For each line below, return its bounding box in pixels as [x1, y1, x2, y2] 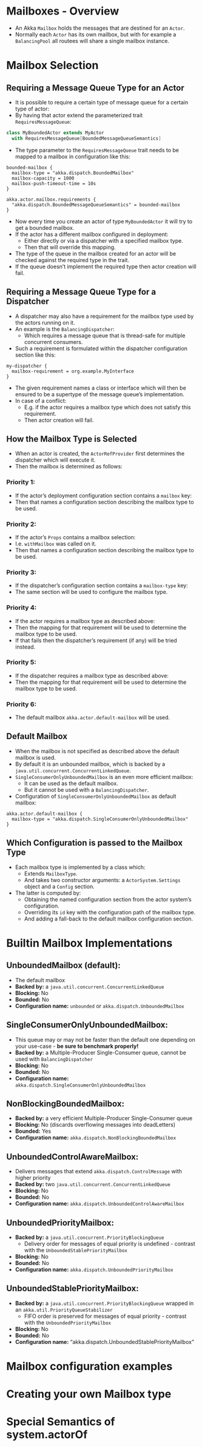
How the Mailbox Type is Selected [6, 434, 137, 444]
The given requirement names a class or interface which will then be [15, 384, 186, 391]
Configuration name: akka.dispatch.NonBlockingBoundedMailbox [15, 1134, 177, 1141]
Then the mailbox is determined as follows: [15, 463, 123, 470]
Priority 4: [6, 604, 37, 612]
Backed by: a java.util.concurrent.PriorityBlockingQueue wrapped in [15, 1300, 194, 1307]
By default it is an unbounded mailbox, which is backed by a [15, 760, 166, 767]
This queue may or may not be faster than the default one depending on [15, 1036, 195, 1043]
